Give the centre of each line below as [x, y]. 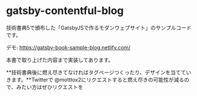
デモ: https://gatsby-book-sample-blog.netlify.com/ [68, 47]
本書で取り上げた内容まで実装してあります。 [60, 60]
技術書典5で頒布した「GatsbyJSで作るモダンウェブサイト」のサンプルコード [99, 28]
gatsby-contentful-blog [65, 11]
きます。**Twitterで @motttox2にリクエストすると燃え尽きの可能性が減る [95, 80]
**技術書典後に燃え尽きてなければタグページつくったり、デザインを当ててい [99, 72]
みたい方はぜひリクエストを [50, 87]
